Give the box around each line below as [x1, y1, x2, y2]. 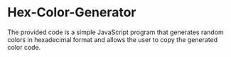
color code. [7, 43, 41, 51]
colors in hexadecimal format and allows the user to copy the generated [7, 35, 218, 43]
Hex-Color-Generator [7, 4, 136, 21]
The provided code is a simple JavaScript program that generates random [7, 28, 224, 36]
